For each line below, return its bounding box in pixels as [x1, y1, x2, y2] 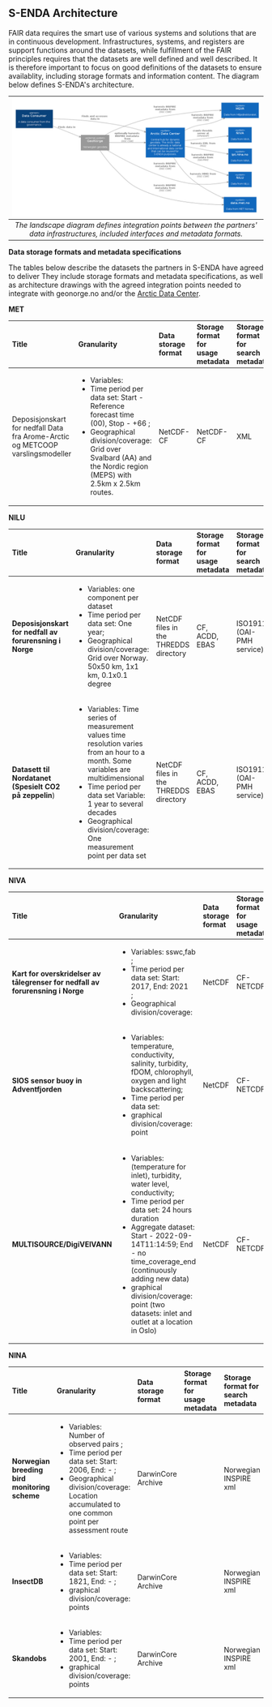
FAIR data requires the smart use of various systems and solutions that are [8, 28, 257, 37]
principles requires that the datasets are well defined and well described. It [8, 54, 257, 63]
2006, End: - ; [68, 1465, 117, 1474]
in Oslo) [130, 1325, 158, 1335]
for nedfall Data [11, 422, 64, 432]
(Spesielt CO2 [11, 782, 61, 791]
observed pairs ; [68, 1439, 123, 1448]
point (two [130, 1299, 166, 1309]
